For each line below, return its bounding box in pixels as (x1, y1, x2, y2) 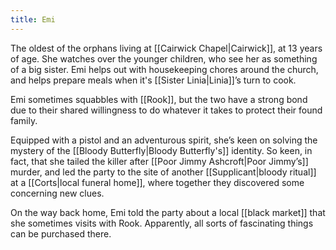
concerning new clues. (10, 187, 105, 199)
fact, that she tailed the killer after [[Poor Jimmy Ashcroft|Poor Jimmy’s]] (10, 155, 309, 167)
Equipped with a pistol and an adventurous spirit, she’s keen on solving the (10, 134, 318, 146)
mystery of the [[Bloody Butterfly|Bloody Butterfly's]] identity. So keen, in (10, 144, 313, 156)
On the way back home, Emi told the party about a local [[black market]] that (10, 206, 326, 218)
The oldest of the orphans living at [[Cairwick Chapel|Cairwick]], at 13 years (10, 42, 323, 54)
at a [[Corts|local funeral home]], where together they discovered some (10, 176, 305, 188)
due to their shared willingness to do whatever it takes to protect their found (10, 104, 323, 116)
